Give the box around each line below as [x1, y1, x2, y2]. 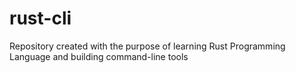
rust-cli [9, 7, 72, 30]
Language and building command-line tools [9, 50, 189, 62]
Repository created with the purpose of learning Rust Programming [9, 40, 286, 52]
